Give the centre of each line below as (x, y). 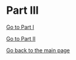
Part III (22, 10)
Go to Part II (21, 38)
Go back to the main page (38, 50)
